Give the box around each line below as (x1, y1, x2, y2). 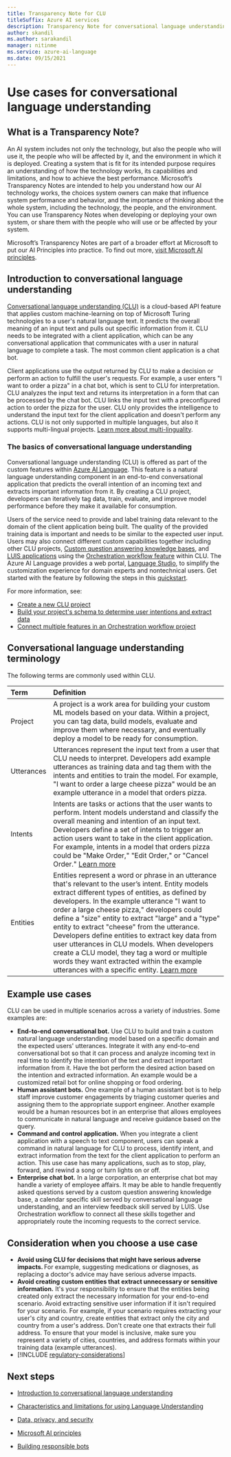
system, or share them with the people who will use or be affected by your (7, 217, 218, 226)
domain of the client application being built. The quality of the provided (7, 522, 208, 531)
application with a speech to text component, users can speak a (16, 1137, 199, 1145)
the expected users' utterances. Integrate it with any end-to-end (16, 1042, 200, 1050)
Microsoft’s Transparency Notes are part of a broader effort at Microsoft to (7, 238, 219, 246)
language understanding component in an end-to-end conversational (7, 472, 203, 480)
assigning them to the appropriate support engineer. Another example (16, 1100, 215, 1109)
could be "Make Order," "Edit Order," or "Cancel (52, 851, 208, 860)
